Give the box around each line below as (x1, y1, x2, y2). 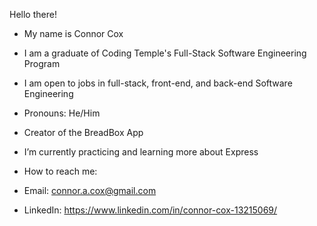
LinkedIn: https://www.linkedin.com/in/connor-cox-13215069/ (23, 204, 278, 216)
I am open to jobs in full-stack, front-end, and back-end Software (23, 77, 293, 89)
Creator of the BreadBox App (23, 127, 144, 138)
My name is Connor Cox (23, 28, 124, 39)
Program (23, 58, 61, 69)
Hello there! (9, 9, 57, 20)
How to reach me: (23, 165, 98, 177)
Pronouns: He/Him (23, 107, 101, 119)
